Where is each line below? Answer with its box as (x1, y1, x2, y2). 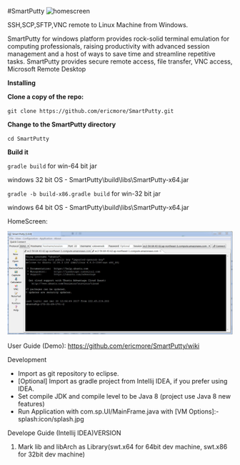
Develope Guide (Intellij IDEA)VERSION (7, 429, 121, 437)
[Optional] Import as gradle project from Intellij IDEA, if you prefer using (17, 376, 228, 385)
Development (7, 355, 47, 364)
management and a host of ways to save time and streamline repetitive (7, 50, 216, 58)
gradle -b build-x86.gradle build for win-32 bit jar (7, 189, 161, 198)
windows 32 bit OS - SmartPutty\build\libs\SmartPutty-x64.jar (7, 176, 189, 184)
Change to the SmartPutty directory (7, 120, 116, 129)
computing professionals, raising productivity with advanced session (7, 42, 210, 50)
